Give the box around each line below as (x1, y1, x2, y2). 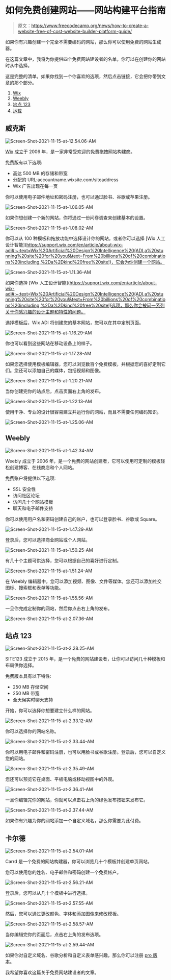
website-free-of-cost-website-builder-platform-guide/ (17, 28, 132, 34)
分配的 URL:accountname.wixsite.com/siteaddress (12, 177, 119, 183)
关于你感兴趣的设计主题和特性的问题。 (5, 308, 85, 314)
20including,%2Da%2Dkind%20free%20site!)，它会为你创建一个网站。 (14, 259, 165, 265)
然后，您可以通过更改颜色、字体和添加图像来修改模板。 (5, 911, 121, 917)
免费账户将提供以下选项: (5, 475, 56, 481)
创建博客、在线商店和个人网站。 (9, 464, 77, 470)
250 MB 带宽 (12, 690, 40, 697)
